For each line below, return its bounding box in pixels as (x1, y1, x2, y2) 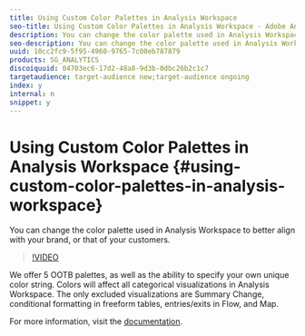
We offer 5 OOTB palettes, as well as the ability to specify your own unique (9, 270, 290, 281)
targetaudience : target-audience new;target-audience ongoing (9, 73, 250, 82)
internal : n (9, 89, 54, 98)
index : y (9, 81, 43, 90)
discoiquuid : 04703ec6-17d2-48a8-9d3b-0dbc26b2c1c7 (9, 64, 209, 74)
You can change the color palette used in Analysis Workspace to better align (9, 224, 296, 236)
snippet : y (9, 97, 51, 107)
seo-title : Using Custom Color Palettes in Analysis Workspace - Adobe (9, 22, 286, 31)
